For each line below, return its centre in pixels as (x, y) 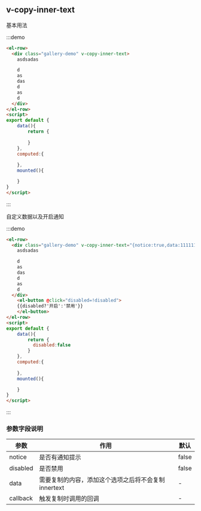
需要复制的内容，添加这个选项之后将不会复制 (102, 480)
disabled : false (51, 345)
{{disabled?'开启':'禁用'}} (50, 306)
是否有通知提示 (60, 458)
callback (21, 498)
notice (18, 457)
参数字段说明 (25, 429)
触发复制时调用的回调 (69, 499)
